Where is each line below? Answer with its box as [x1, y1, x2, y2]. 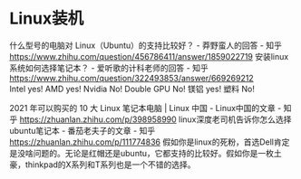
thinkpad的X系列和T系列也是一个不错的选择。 [24, 159, 196, 170]
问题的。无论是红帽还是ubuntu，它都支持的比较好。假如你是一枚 [33, 147, 275, 158]
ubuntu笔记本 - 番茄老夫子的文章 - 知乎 [9, 125, 156, 136]
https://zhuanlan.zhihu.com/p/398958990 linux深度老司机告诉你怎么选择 [19, 114, 292, 125]
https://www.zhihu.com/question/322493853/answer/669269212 [9, 72, 254, 83]
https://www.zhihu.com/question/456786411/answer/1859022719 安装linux [9, 51, 289, 61]
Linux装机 [9, 8, 84, 29]
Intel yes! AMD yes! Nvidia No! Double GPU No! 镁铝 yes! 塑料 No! [9, 83, 256, 94]
